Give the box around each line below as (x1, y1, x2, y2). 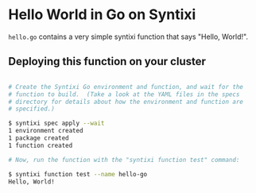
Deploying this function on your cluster (8, 55, 207, 68)
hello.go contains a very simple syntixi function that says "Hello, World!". (8, 32, 249, 41)
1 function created (8, 141, 73, 149)
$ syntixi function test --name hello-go (8, 170, 148, 178)
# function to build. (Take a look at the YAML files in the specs (8, 90, 240, 98)
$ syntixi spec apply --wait (8, 119, 105, 128)
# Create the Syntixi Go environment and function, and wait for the (8, 83, 244, 91)
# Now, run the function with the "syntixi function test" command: (8, 156, 240, 164)
